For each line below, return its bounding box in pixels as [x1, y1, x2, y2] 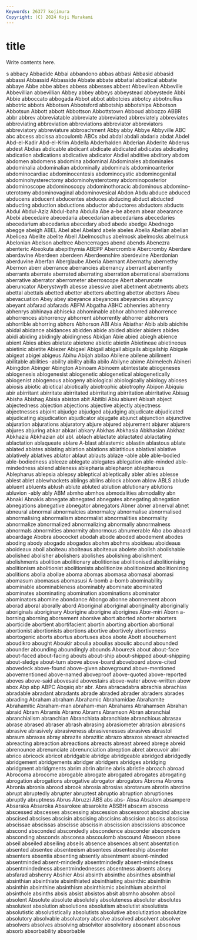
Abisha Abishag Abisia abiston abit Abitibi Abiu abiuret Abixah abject [6, 396, 172, 403]
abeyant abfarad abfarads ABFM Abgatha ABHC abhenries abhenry [6, 302, 170, 309]
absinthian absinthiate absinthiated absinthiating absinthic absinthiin [6, 878, 172, 885]
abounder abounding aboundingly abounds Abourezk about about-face [6, 646, 179, 653]
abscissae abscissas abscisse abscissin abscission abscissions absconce [6, 821, 185, 828]
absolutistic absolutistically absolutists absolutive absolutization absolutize [6, 909, 187, 916]
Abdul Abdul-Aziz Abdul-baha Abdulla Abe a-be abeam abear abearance [6, 208, 183, 215]
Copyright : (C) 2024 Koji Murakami [6, 14, 94, 20]
